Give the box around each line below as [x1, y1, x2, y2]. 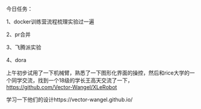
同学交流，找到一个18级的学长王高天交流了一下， [11, 77, 134, 84]
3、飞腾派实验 [6, 44, 42, 51]
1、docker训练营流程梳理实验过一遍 [6, 18, 94, 25]
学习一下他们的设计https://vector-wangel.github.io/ [6, 96, 133, 103]
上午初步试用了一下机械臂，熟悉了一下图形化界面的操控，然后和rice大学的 [6, 69, 190, 76]
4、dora [6, 57, 27, 63]
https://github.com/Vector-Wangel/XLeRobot [6, 84, 117, 90]
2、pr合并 [6, 31, 31, 38]
